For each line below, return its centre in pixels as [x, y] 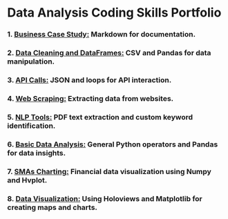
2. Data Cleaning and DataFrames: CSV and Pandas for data [109, 53]
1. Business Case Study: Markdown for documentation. [101, 35]
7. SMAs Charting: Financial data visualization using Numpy [110, 171]
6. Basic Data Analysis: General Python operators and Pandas [113, 144]
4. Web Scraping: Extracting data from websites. [91, 98]
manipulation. [31, 61]
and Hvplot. [27, 180]
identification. [31, 126]
